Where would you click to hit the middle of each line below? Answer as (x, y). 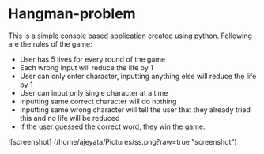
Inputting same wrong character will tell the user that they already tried (135, 109)
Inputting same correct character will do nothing (98, 101)
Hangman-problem (72, 14)
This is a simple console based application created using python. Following (130, 36)
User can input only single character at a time (94, 92)
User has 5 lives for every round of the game (92, 59)
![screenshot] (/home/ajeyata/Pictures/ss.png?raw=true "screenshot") (123, 141)
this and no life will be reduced (70, 118)
